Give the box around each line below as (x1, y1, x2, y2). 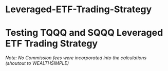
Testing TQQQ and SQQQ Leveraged (5, 27, 163, 39)
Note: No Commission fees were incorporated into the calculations (5, 55, 147, 61)
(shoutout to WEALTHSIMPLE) (5, 60, 69, 66)
